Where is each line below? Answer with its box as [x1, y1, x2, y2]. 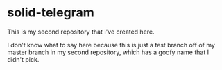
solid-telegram [7, 5, 95, 21]
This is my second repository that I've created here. [7, 27, 155, 36]
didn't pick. [7, 55, 40, 63]
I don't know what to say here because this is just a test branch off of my [7, 40, 215, 49]
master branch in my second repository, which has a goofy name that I [7, 48, 210, 56]
